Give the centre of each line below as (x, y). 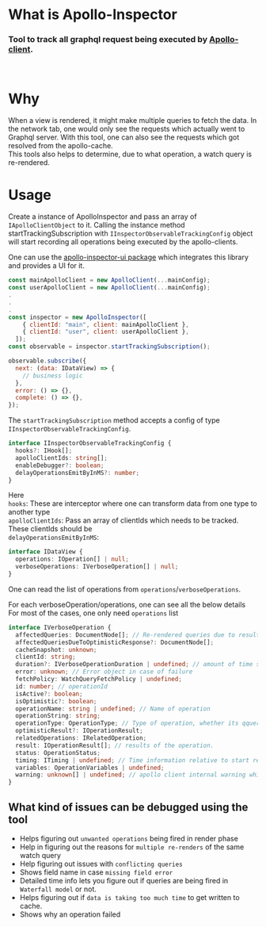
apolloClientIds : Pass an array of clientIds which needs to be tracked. (123, 520)
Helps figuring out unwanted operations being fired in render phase (129, 839)
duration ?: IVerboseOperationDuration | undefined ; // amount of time (134, 665)
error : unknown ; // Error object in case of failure (104, 672)
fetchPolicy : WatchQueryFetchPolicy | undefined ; (99, 680)
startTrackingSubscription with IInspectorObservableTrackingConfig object (131, 234)
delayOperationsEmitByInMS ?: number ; (78, 473)
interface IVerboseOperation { (60, 627)
